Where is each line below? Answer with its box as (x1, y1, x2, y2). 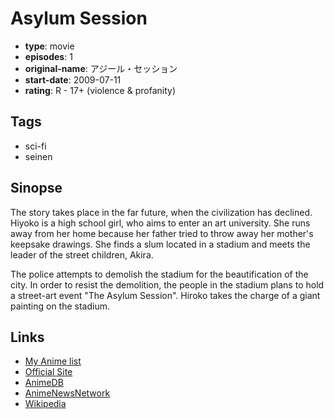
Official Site (24, 366, 73, 378)
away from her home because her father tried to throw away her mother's (10, 227, 314, 239)
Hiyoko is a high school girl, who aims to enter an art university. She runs (10, 217, 311, 229)
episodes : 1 (24, 50, 73, 62)
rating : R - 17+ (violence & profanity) (24, 84, 176, 96)
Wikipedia (24, 398, 67, 410)
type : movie (24, 40, 75, 52)
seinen (24, 150, 53, 162)
